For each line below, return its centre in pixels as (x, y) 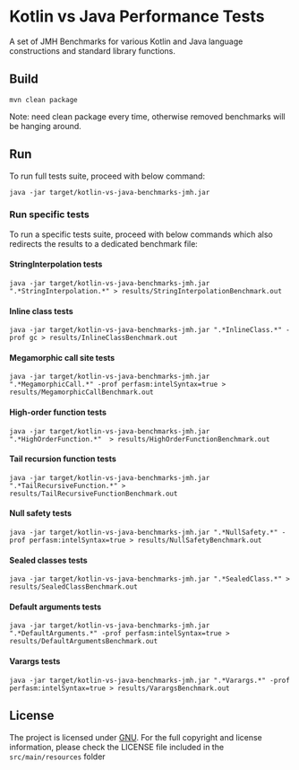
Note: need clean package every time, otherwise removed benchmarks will (148, 116)
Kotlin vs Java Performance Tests (137, 17)
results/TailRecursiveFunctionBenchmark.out (94, 494)
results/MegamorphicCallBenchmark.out (81, 392)
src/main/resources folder (57, 757)
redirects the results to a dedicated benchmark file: (104, 243)
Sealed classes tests (48, 560)
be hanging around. (46, 126)
